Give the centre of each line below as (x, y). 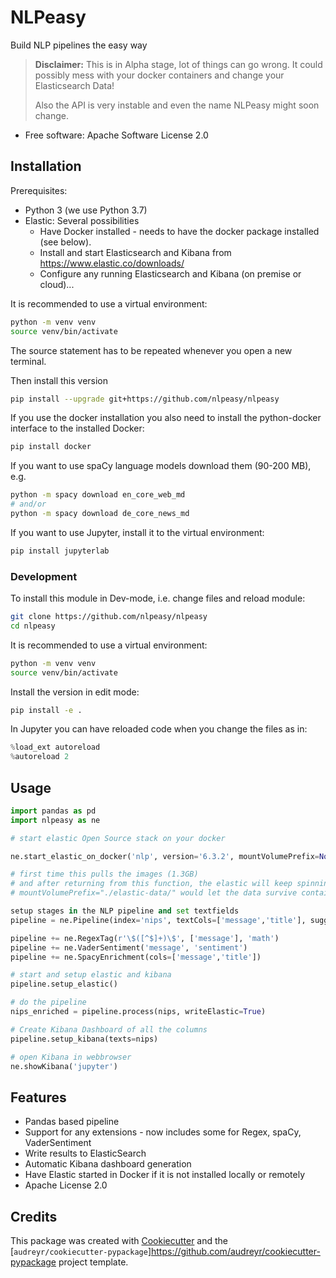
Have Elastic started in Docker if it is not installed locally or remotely (165, 1175)
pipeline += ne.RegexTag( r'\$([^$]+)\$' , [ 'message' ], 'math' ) (145, 938)
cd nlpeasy (33, 626)
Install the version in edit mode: (75, 692)
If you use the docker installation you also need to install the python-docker (166, 418)
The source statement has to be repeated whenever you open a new (151, 350)
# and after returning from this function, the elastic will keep (151, 884)
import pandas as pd (53, 811)
